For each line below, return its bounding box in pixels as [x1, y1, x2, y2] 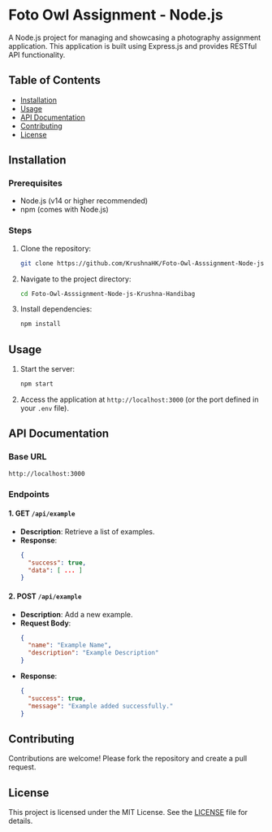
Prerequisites [8, 177, 63, 189]
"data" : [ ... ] [28, 566, 83, 574]
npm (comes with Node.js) [19, 205, 110, 215]
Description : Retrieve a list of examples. [19, 526, 155, 536]
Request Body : [19, 618, 71, 628]
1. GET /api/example [8, 508, 76, 518]
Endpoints [8, 488, 50, 499]
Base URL [8, 451, 47, 463]
